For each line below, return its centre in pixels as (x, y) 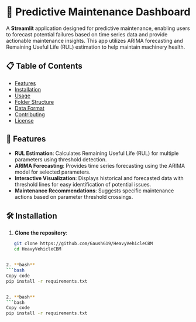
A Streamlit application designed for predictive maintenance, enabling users (98, 28)
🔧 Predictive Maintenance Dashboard (98, 12)
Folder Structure (34, 101)
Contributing (30, 114)
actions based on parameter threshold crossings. (74, 196)
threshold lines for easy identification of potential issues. (83, 184)
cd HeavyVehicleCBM (37, 249)
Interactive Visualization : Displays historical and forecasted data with (99, 178)
